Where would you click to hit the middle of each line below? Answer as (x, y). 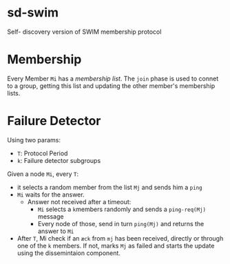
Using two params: (34, 140)
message (51, 216)
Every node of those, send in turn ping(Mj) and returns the (121, 223)
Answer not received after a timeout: (79, 201)
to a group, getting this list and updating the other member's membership (111, 86)
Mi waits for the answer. (51, 195)
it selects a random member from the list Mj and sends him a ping (109, 187)
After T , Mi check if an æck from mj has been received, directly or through (120, 238)
